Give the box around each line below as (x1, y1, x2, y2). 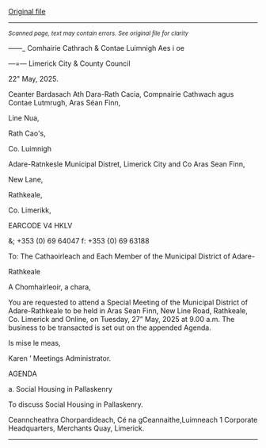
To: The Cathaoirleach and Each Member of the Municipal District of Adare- (8, 251, 256, 261)
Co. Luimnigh (8, 144, 51, 153)
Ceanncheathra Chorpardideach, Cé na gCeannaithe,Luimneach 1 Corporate (8, 415, 258, 424)
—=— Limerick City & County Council (8, 59, 131, 68)
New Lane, (8, 174, 44, 184)
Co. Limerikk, (8, 205, 51, 215)
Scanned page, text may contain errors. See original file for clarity (8, 29, 188, 37)
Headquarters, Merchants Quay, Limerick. (8, 423, 145, 433)
